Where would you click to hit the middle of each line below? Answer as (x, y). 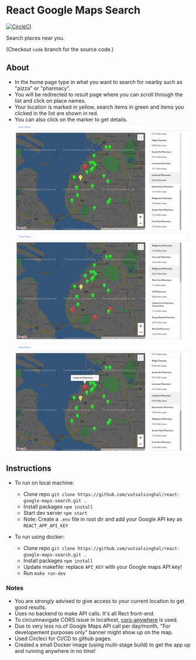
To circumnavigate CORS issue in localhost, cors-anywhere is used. (96, 619)
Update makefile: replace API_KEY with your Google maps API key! (103, 567)
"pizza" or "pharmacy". (42, 88)
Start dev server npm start (55, 512)
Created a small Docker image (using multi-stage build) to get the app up (102, 645)
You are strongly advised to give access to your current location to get (99, 601)
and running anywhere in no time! (55, 651)
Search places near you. (35, 38)
